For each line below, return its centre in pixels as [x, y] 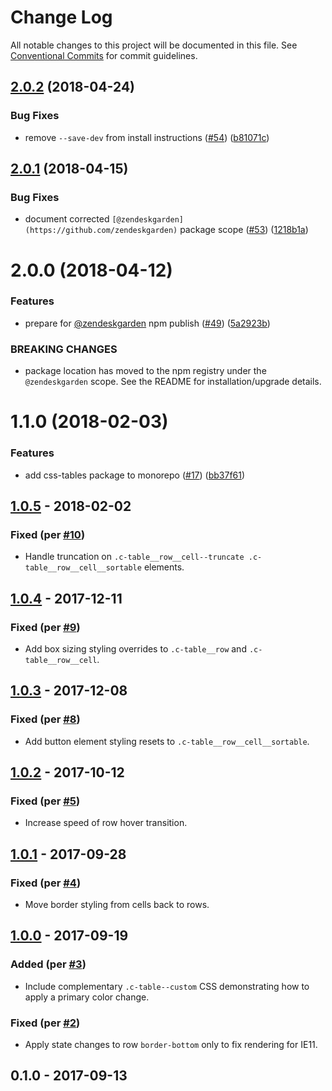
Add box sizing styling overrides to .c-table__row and [135, 648]
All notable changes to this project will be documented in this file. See [154, 45]
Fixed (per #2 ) [45, 1023]
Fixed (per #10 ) [48, 534]
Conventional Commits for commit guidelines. [104, 55]
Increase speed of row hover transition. [106, 823]
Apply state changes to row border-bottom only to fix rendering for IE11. [171, 1044]
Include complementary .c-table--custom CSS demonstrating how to [167, 986]
